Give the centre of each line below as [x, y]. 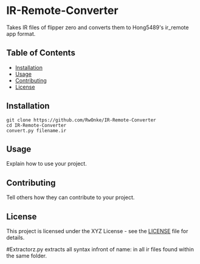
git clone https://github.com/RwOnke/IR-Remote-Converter [81, 120]
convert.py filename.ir [36, 130]
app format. [21, 33]
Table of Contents [41, 53]
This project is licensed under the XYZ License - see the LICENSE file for [97, 231]
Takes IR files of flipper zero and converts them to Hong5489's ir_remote [98, 27]
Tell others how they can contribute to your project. [71, 197]
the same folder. [27, 256]
